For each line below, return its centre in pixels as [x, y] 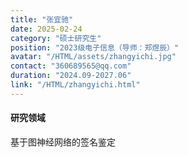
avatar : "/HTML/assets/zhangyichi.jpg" [93, 57]
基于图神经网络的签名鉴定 [63, 142]
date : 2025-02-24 [46, 29]
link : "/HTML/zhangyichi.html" [75, 85]
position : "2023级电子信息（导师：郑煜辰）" [95, 47]
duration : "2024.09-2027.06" [71, 76]
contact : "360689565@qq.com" [71, 66]
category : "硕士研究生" [56, 38]
